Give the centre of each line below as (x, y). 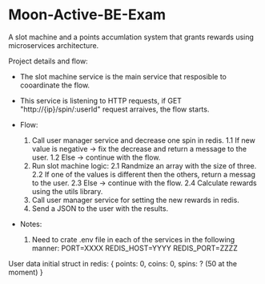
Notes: (31, 224)
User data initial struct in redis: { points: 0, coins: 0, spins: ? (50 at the (123, 263)
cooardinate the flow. (55, 85)
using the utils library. (67, 191)
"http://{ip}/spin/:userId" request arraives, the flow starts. (114, 109)
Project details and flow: (48, 61)
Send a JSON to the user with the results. (100, 208)
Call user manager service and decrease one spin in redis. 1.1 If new (144, 140)
